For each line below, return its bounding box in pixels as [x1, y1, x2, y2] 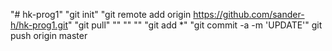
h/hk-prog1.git [10, 19, 68, 31]
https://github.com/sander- [193, 9, 305, 20]
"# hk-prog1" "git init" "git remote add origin [10, 9, 192, 20]
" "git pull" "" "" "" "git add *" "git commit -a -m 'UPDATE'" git [67, 19, 323, 31]
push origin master [10, 30, 88, 41]
